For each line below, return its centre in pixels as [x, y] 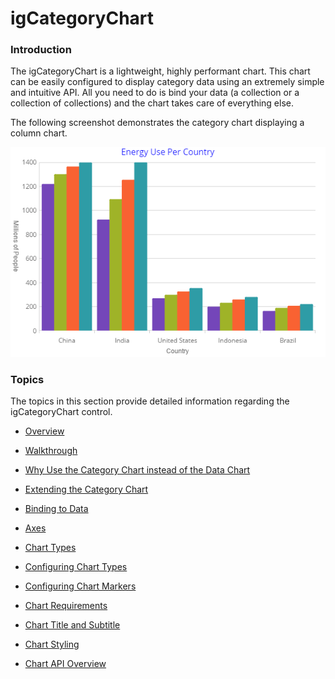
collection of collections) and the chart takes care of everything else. [152, 103]
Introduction [41, 50]
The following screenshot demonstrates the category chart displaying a [157, 123]
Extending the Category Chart [86, 489]
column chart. [39, 133]
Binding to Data [56, 508]
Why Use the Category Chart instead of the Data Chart [137, 469]
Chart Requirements [66, 605]
